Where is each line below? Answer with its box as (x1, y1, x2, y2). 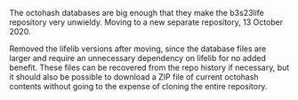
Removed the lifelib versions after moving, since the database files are (9, 43, 267, 54)
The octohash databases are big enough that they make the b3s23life (9, 8, 265, 18)
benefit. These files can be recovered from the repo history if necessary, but (9, 62, 290, 73)
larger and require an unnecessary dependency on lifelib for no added (9, 53, 267, 63)
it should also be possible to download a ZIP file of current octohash (9, 72, 260, 82)
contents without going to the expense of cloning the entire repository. (9, 81, 268, 91)
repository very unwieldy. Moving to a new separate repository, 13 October (9, 17, 284, 27)
